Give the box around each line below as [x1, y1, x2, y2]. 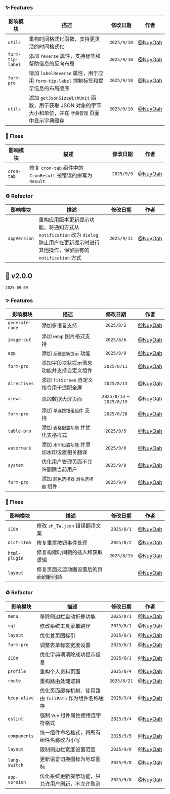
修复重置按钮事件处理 [36, 539, 88, 546]
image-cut [8, 337, 31, 343]
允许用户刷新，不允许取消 [39, 780, 101, 787]
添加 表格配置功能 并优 [41, 424, 91, 431]
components [8, 733, 34, 739]
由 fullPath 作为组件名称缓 [39, 695, 104, 702]
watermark [8, 445, 31, 451]
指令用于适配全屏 [41, 384, 82, 391]
